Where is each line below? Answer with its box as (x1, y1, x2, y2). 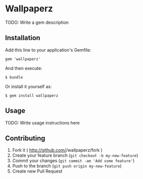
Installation (5, 34, 40, 42)
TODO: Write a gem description (5, 19, 69, 25)
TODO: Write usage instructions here (5, 119, 80, 125)
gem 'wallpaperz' (5, 57, 41, 61)
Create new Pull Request (12, 168, 63, 174)
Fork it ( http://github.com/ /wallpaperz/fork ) (12, 147, 103, 153)
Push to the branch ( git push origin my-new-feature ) (12, 163, 122, 169)
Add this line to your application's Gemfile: (5, 47, 91, 53)
